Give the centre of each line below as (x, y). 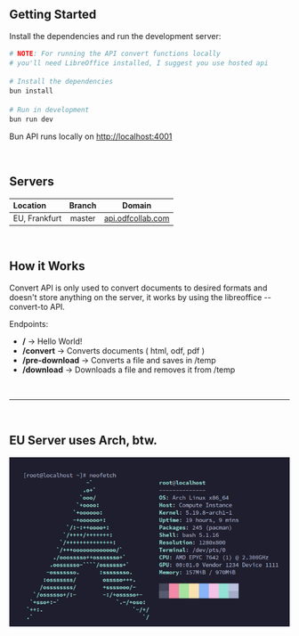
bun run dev (31, 119)
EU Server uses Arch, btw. (83, 440)
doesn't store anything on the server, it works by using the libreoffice (136, 297)
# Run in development (49, 110)
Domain (137, 206)
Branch (83, 206)
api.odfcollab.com (137, 218)
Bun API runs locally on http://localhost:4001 (91, 136)
